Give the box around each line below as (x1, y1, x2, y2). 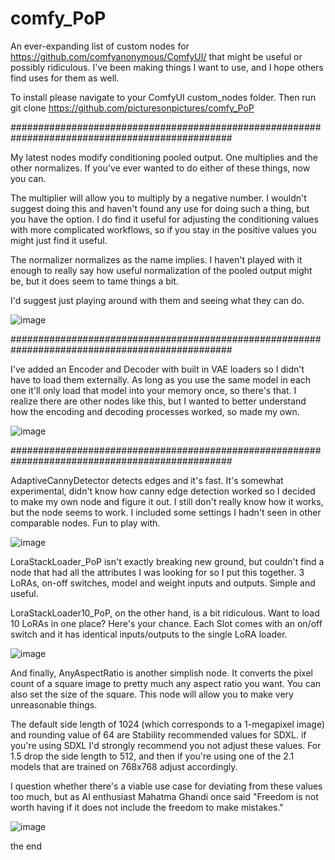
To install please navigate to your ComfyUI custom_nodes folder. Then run (10, 91, 317, 103)
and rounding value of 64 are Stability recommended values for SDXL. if (10, 728, 307, 741)
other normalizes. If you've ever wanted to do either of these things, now (10, 162, 311, 174)
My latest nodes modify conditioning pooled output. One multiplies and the (10, 151, 318, 163)
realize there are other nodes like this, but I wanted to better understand (10, 395, 307, 407)
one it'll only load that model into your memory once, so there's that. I (10, 384, 297, 396)
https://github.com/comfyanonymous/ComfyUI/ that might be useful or (10, 50, 303, 62)
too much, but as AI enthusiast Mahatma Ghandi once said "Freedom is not (10, 790, 319, 802)
